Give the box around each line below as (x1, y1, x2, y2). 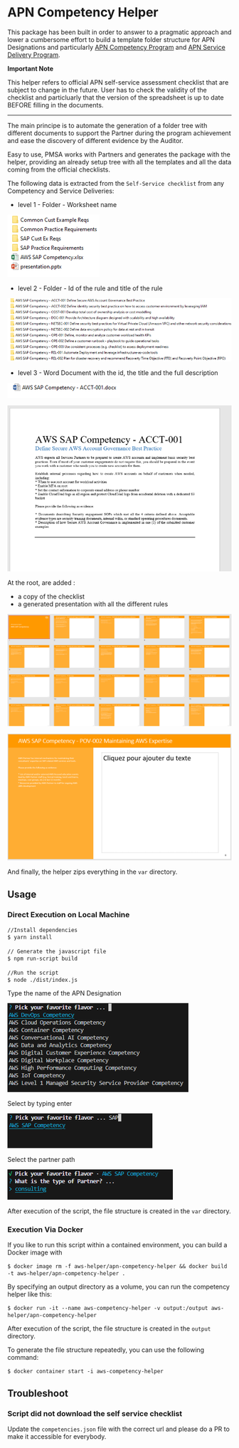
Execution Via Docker (7, 1225, 84, 1235)
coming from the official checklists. (7, 165, 110, 174)
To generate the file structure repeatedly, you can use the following (7, 1346, 205, 1354)
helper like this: (7, 1290, 52, 1299)
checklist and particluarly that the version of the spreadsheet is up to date (7, 93, 224, 102)
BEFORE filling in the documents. (7, 100, 104, 109)
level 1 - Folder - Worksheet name (17, 200, 117, 208)
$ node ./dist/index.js (7, 976, 78, 983)
